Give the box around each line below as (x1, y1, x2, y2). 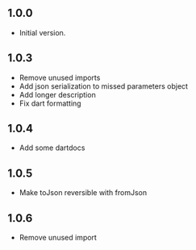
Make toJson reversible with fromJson (19, 188, 147, 198)
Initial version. (19, 27, 66, 37)
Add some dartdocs (19, 143, 85, 152)
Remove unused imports (19, 73, 101, 82)
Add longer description (19, 90, 96, 99)
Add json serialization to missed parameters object (19, 81, 189, 91)
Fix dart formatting (19, 98, 81, 108)
